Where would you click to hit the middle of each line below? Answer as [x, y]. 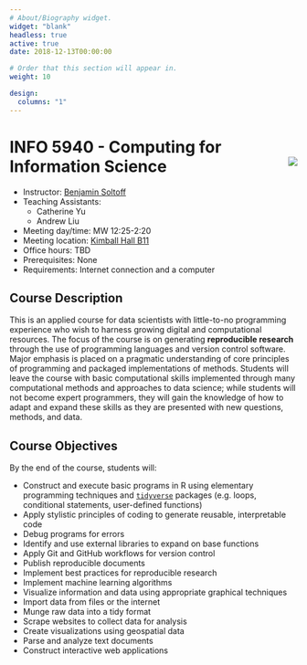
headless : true [38, 35]
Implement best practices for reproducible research [120, 573]
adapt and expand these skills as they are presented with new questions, [147, 407]
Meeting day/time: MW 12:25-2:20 [87, 230]
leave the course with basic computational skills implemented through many [152, 378]
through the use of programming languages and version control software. [148, 349]
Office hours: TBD [57, 250]
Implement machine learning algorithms [97, 583]
